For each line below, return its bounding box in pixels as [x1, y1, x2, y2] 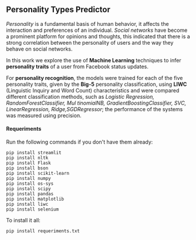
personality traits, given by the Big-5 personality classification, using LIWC [6, 81, 187, 88]
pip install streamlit [6, 150, 62, 156]
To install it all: [6, 217, 41, 224]
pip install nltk [6, 155, 49, 161]
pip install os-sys [6, 181, 54, 187]
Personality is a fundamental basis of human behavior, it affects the [6, 20, 169, 27]
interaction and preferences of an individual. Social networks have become [6, 26, 188, 34]
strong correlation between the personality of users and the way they [6, 39, 174, 46]
